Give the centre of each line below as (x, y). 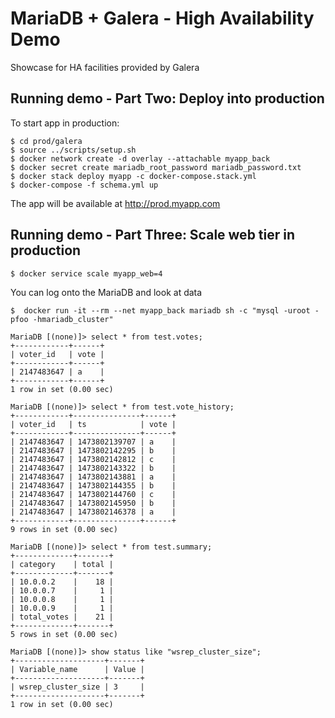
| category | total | (62, 564)
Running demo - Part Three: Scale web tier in (153, 235)
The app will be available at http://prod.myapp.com (115, 203)
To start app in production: (65, 123)
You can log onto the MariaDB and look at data (106, 292)
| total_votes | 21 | (62, 617)
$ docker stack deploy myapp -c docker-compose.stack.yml (133, 176)
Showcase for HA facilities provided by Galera (105, 67)
